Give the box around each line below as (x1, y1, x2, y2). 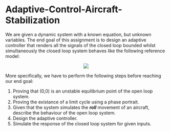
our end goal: (5, 78, 34, 84)
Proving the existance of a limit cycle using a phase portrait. (12, 99, 139, 105)
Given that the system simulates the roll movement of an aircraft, (12, 104, 150, 111)
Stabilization (5, 14, 60, 26)
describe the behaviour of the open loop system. (12, 109, 116, 116)
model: (5, 53, 20, 59)
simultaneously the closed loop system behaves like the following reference (5, 48, 165, 54)
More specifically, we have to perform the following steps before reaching (5, 73, 161, 79)
